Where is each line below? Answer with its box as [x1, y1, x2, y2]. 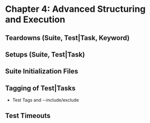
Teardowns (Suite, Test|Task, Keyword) [5, 34, 130, 42]
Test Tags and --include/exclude [12, 97, 79, 103]
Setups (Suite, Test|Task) [5, 50, 85, 59]
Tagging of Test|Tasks [5, 84, 76, 92]
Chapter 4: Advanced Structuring [5, 3, 146, 15]
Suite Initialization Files [5, 67, 78, 76]
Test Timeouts [5, 111, 50, 120]
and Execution [5, 14, 65, 25]
